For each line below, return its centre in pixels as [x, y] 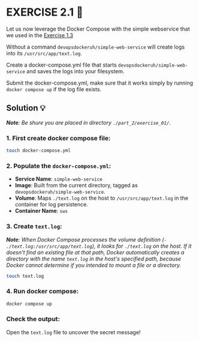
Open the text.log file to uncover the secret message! [73, 332]
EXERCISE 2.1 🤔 [45, 12]
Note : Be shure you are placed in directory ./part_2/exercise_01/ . [88, 122]
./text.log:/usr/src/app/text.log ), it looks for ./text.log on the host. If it [99, 246]
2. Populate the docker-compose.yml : [59, 166]
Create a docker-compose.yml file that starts [61, 65]
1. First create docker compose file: [58, 138]
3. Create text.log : [34, 226]
